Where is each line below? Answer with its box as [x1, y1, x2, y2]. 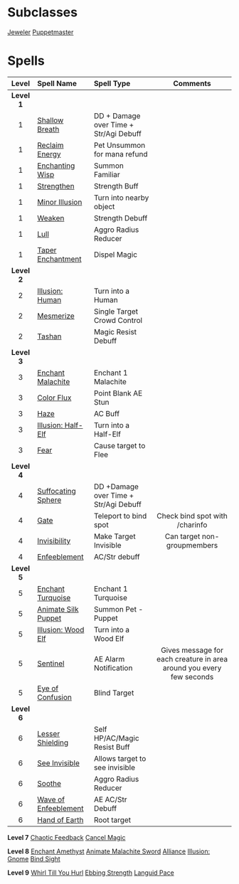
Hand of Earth [37, 815, 84, 825]
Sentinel [37, 659, 65, 669]
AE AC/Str [93, 794, 127, 804]
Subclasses [7, 4, 78, 21]
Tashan [37, 331, 62, 341]
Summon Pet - [93, 604, 144, 614]
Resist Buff [93, 742, 130, 752]
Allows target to [93, 753, 147, 763]
